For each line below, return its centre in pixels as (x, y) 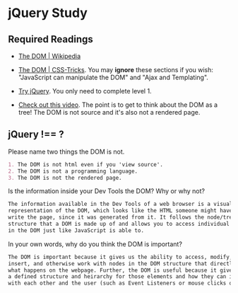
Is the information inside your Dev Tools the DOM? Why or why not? (107, 191)
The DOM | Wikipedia (49, 56)
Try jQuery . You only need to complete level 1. (85, 91)
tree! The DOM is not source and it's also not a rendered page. (109, 112)
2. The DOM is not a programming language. (73, 171)
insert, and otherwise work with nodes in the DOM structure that (108, 263)
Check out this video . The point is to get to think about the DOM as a (118, 105)
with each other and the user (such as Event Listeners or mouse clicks (117, 283)
